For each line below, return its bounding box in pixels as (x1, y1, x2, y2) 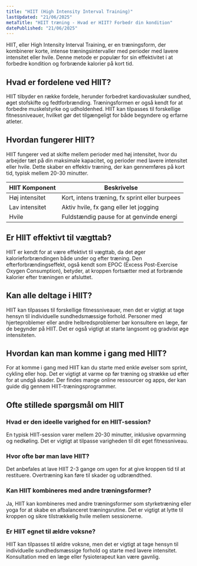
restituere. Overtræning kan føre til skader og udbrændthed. (6, 472, 152, 479)
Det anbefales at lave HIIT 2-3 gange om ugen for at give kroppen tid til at (6, 466, 186, 473)
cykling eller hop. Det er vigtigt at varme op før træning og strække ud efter (6, 370, 189, 378)
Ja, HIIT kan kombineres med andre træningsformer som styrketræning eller (6, 500, 192, 507)
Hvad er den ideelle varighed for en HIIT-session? (6, 417, 152, 426)
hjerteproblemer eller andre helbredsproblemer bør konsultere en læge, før (6, 319, 188, 326)
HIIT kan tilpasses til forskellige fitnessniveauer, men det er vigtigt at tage (6, 306, 185, 313)
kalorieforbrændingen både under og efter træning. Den (6, 254, 143, 261)
